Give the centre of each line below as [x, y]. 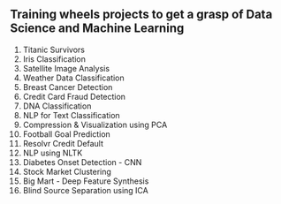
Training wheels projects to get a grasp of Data [141, 15]
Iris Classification [54, 59]
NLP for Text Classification [71, 115]
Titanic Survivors [53, 49]
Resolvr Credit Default [63, 143]
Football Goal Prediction [67, 134]
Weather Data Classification [73, 78]
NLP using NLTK [53, 153]
